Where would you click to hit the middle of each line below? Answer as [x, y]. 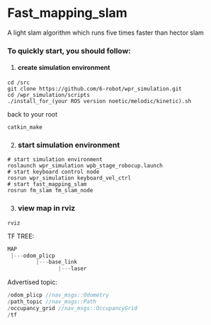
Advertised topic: [33, 282]
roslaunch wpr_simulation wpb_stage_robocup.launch [85, 166]
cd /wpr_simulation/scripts [49, 95]
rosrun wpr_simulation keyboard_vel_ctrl [69, 178]
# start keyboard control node [53, 172]
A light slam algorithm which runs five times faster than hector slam [105, 32]
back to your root [33, 114]
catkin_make [25, 128]
